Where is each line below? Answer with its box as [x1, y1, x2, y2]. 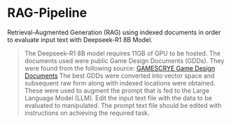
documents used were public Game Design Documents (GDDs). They [24, 56, 225, 64]
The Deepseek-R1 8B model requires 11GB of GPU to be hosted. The [24, 49, 220, 57]
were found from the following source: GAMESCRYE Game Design [24, 64, 216, 72]
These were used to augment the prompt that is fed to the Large [24, 86, 210, 95]
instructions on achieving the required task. [24, 109, 150, 117]
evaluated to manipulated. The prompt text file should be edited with [24, 101, 222, 109]
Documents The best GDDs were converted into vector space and [24, 71, 215, 80]
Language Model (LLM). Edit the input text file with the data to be [24, 93, 212, 102]
